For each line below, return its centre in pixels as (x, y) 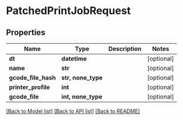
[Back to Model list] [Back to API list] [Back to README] (73, 111)
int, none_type (82, 97)
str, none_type (82, 78)
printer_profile (30, 87)
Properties (26, 32)
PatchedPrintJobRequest (68, 11)
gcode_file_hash (32, 78)
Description (125, 49)
